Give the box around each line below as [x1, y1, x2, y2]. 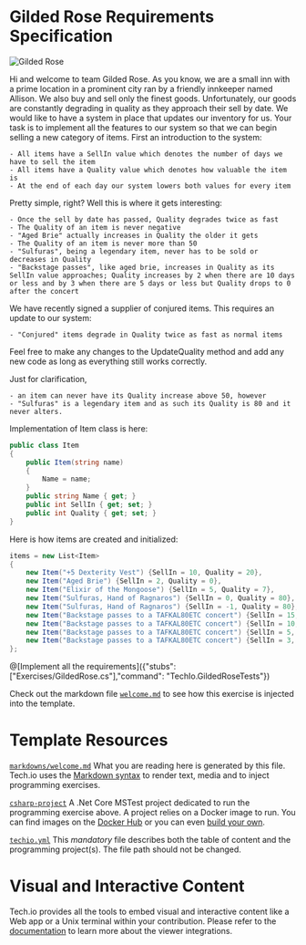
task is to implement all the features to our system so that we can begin [9, 121, 278, 133]
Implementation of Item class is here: [9, 422, 148, 434]
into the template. [9, 698, 76, 709]
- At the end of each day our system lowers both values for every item [9, 181, 291, 191]
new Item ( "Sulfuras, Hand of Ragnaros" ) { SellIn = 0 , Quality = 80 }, [25, 594, 296, 603]
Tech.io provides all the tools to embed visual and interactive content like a [9, 906, 290, 918]
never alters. [9, 407, 64, 416]
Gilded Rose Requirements [9, 6, 215, 27]
